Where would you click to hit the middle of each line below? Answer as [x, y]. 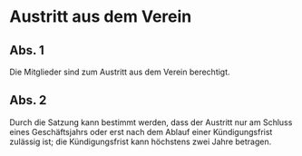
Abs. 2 [28, 100]
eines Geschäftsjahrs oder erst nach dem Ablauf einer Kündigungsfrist [141, 132]
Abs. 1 [27, 50]
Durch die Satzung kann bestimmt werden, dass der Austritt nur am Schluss [151, 122]
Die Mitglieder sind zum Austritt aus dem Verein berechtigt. [120, 72]
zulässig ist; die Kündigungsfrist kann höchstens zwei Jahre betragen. [141, 141]
